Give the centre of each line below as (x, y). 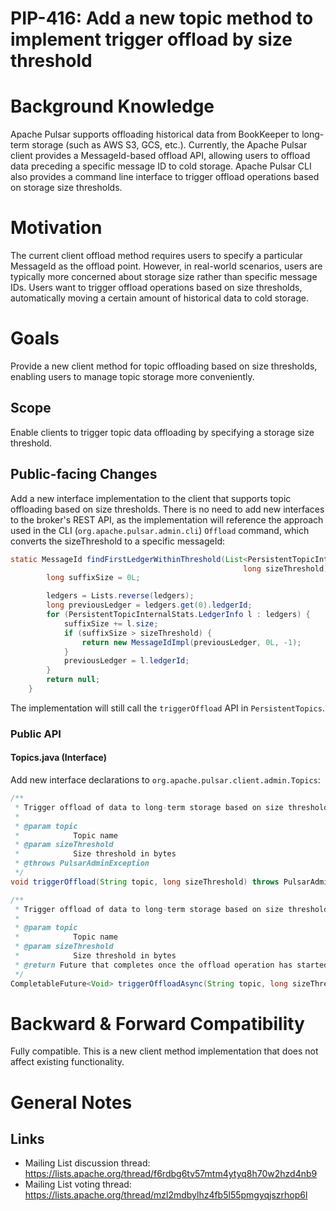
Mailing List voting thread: (78, 1184)
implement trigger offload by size (151, 39)
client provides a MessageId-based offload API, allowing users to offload (160, 156)
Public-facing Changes (84, 474)
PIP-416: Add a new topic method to (162, 18)
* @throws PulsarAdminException (82, 863)
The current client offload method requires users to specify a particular (156, 256)
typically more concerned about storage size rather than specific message (164, 277)
